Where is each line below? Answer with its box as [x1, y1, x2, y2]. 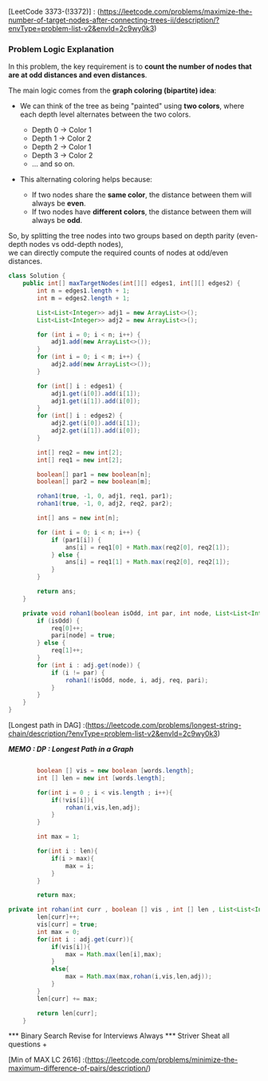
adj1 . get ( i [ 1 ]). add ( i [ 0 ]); [50, 397, 141, 405]
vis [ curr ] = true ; [37, 920, 98, 929]
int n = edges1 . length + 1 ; [37, 287, 130, 295]
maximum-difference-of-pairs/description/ [8, 1063, 149, 1073]
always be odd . [31, 216, 83, 225]
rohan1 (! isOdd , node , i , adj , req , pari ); [65, 676, 209, 684]
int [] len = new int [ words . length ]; [37, 774, 166, 782]
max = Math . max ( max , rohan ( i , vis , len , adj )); [65, 972, 213, 981]
